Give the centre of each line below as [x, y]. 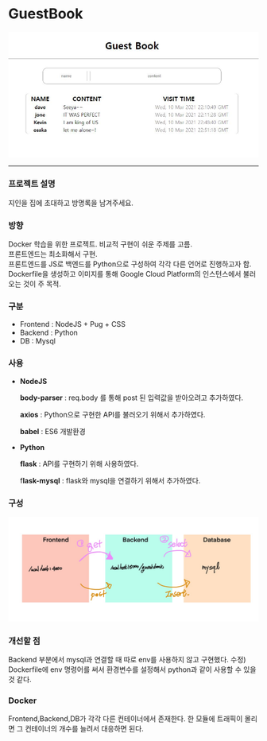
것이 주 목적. [42, 284]
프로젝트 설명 [32, 184]
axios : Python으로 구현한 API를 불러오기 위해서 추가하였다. [112, 414]
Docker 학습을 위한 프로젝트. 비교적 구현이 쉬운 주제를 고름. [101, 244]
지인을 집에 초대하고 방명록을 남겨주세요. [71, 203]
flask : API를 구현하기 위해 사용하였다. [79, 464]
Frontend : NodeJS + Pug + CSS [72, 324]
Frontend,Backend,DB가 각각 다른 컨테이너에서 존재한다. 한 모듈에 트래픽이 [126, 719]
